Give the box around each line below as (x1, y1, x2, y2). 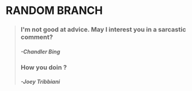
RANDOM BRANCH (5, 4, 103, 18)
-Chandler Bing (20, 48, 61, 55)
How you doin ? (20, 63, 67, 72)
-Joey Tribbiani (20, 78, 61, 86)
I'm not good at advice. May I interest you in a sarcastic (20, 25, 187, 34)
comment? (20, 33, 53, 41)
